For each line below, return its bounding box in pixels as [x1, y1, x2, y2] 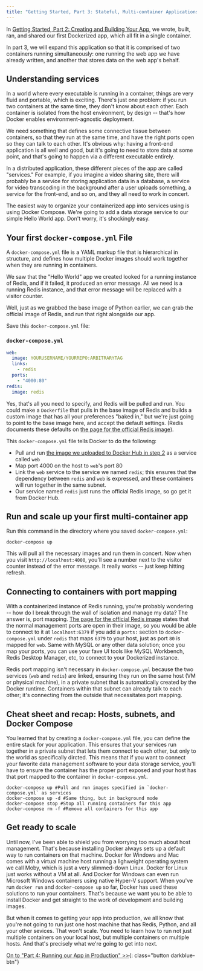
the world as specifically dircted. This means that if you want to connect [6, 753, 186, 761]
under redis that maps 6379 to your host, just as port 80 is [37, 635, 181, 642]
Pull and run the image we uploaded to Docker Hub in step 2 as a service [14, 449, 197, 456]
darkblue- [170, 952, 195, 959]
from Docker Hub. [14, 494, 60, 501]
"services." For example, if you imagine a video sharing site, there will [6, 171, 179, 178]
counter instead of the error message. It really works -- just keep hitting [6, 563, 185, 570]
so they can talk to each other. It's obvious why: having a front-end [6, 140, 173, 148]
